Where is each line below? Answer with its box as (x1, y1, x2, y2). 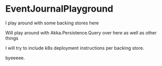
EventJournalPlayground (5, 3, 113, 15)
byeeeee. (5, 54, 25, 61)
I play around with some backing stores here (5, 20, 99, 26)
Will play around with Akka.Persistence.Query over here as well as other (5, 29, 157, 36)
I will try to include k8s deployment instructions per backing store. (5, 45, 145, 51)
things (5, 35, 19, 41)
